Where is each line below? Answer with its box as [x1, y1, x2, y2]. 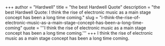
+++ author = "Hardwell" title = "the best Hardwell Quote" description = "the [5, 4, 160, 10]
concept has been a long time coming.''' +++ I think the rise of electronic [5, 30, 153, 36]
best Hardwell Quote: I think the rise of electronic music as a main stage [5, 9, 151, 15]
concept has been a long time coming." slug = [5, 15, 99, 20]
